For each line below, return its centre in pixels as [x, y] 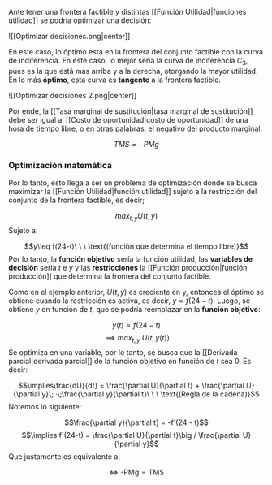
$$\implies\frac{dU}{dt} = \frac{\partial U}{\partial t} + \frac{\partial [132, 385]
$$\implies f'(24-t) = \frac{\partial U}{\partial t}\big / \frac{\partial [131, 435]
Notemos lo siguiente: [45, 406]
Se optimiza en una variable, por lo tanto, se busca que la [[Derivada [123, 352]
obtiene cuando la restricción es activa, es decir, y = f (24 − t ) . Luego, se [129, 301]
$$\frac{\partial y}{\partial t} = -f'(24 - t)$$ [136, 422]
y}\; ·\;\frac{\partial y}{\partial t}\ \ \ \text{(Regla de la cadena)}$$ [151, 394]
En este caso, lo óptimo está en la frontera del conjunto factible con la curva [136, 52]
